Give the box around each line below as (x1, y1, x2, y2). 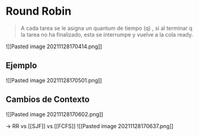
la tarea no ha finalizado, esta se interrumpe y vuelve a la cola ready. (20, 30, 194, 38)
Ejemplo (5, 60, 37, 71)
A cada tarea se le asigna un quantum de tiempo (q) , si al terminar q (20, 24, 193, 32)
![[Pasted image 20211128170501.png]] (5, 76, 102, 84)
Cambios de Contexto (5, 95, 90, 105)
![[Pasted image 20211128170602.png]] (5, 110, 103, 118)
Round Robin (5, 4, 72, 18)
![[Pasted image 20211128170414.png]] (5, 43, 102, 50)
